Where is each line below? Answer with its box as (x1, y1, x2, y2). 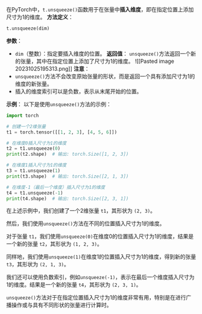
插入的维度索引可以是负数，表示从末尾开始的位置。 (14, 88, 142, 95)
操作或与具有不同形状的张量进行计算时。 (11, 301, 112, 309)
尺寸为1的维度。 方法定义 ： (6, 13, 74, 21)
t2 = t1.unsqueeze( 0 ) (6, 146, 61, 152)
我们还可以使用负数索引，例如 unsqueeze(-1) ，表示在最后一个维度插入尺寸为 (6, 274, 195, 281)
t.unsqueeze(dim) (6, 25, 50, 31)
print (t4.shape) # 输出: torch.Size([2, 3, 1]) (6, 196, 129, 202)
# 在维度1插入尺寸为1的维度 (6, 162, 67, 168)
